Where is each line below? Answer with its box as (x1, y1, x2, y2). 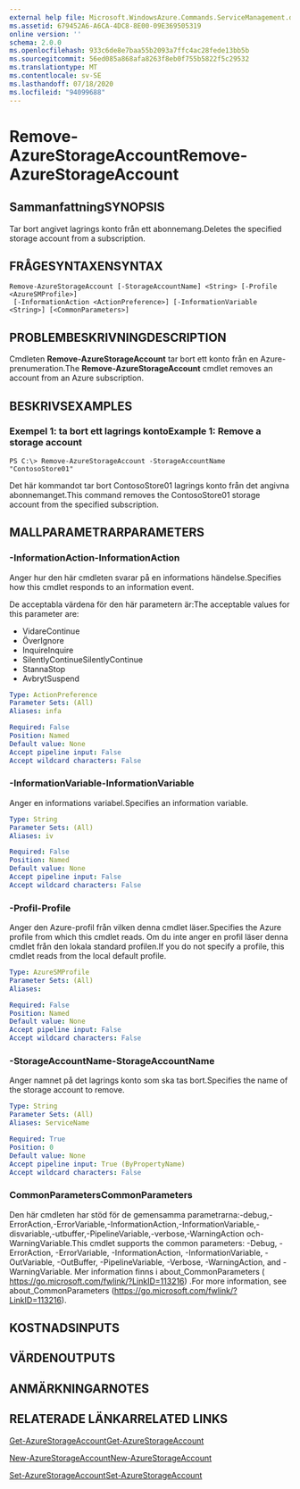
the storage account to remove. (9, 1085, 125, 1095)
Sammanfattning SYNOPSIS (9, 200, 165, 215)
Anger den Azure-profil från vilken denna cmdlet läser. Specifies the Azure (9, 922, 282, 933)
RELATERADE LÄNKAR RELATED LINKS (9, 1411, 229, 1427)
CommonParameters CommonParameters (9, 1189, 194, 1202)
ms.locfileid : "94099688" (9, 87, 105, 96)
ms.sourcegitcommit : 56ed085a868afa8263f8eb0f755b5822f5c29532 (9, 54, 250, 63)
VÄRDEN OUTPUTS (9, 1351, 116, 1366)
